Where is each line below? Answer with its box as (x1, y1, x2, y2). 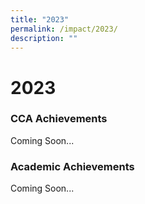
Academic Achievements (10, 159, 135, 173)
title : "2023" (10, 14, 70, 25)
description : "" (10, 33, 78, 43)
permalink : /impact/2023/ (10, 24, 118, 34)
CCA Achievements (10, 112, 108, 126)
